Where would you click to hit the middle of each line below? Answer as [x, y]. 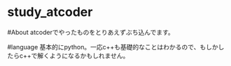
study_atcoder [50, 12]
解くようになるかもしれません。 [83, 56]
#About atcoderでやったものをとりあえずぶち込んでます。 [91, 32]
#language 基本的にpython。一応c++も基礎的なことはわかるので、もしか [113, 47]
